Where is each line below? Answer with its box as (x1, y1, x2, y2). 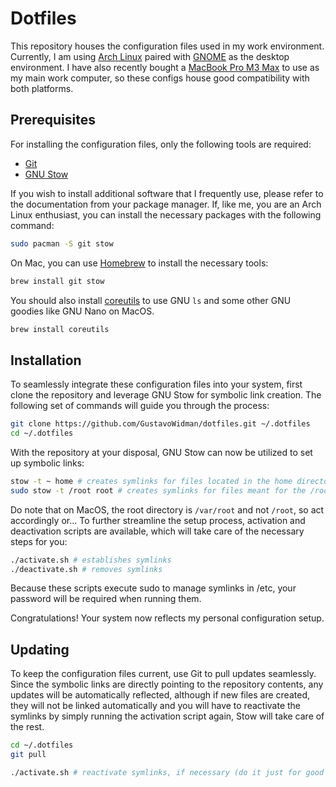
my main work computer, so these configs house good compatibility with (10, 72, 310, 84)
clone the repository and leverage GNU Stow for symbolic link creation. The (10, 389, 322, 401)
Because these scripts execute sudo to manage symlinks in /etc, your (10, 582, 297, 594)
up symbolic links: (10, 457, 85, 469)
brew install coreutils (10, 324, 110, 334)
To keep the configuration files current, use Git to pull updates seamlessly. (10, 668, 317, 680)
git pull (10, 750, 47, 760)
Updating (10, 641, 70, 658)
